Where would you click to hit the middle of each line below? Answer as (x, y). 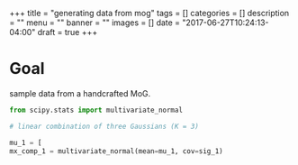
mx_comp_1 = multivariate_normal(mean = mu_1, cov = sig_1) (116, 151)
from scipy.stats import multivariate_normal (96, 110)
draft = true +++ (68, 32)
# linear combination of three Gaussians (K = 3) (104, 126)
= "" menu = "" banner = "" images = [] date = (95, 23)
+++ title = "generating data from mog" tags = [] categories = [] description (149, 13)
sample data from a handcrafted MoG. (80, 93)
